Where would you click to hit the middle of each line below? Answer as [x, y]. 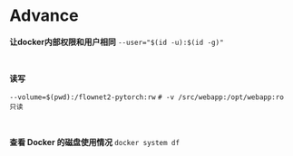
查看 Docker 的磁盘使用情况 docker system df [94, 142]
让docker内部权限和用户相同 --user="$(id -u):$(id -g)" [117, 41]
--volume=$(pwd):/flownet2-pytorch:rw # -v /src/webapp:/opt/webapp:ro [146, 97]
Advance [44, 16]
